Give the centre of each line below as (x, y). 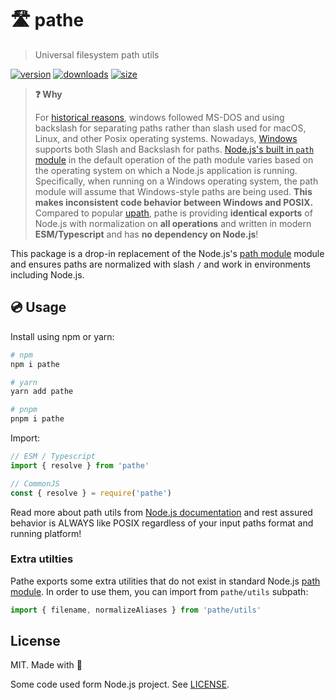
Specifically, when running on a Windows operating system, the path (176, 181)
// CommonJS (35, 483)
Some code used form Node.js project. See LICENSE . (120, 684)
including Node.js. (47, 274)
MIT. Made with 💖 (46, 665)
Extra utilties (42, 559)
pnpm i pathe (37, 419)
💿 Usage (38, 307)
